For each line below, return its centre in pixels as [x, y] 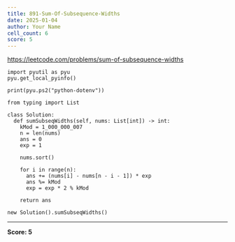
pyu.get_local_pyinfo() [42, 78]
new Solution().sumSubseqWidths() [58, 213]
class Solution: [31, 115]
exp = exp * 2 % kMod [57, 188]
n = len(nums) [40, 133]
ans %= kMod [43, 182]
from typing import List [43, 103]
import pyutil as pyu [39, 73]
